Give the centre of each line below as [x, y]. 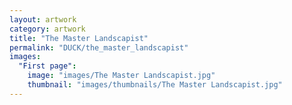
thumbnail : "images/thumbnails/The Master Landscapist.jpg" [155, 85]
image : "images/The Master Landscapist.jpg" [121, 76]
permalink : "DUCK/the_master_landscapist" [99, 47]
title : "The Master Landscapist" [79, 38]
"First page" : [47, 66]
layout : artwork [43, 19]
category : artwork [47, 29]
